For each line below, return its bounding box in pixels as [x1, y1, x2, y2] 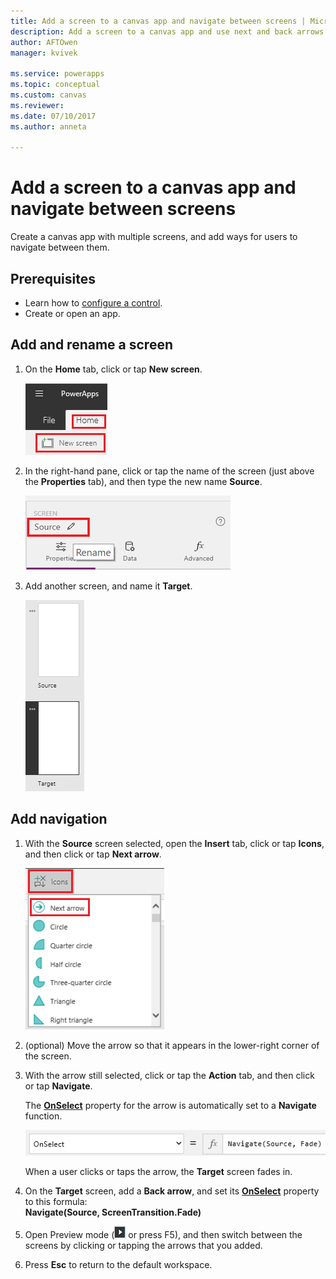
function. [24, 1110, 63, 1122]
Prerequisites [10, 270, 96, 287]
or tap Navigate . [24, 1080, 93, 1092]
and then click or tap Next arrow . [24, 848, 162, 860]
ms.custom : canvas [10, 90, 87, 100]
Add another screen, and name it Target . [24, 580, 193, 592]
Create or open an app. [24, 308, 121, 319]
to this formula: [24, 1196, 88, 1208]
